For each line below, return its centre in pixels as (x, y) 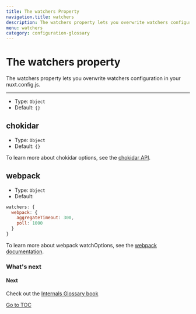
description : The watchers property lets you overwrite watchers (87, 22)
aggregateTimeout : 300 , (45, 218)
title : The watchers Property (43, 11)
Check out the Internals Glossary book (52, 294)
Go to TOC (19, 305)
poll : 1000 (30, 223)
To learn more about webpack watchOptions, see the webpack (82, 245)
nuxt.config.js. (23, 85)
